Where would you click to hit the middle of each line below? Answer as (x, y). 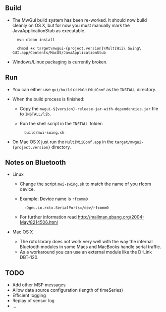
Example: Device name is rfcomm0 (54, 199)
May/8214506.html (39, 222)
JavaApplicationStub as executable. (49, 30)
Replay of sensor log (33, 301)
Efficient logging (29, 295)
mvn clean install (36, 40)
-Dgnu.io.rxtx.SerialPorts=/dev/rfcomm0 (66, 208)
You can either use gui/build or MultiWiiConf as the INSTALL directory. (84, 89)
